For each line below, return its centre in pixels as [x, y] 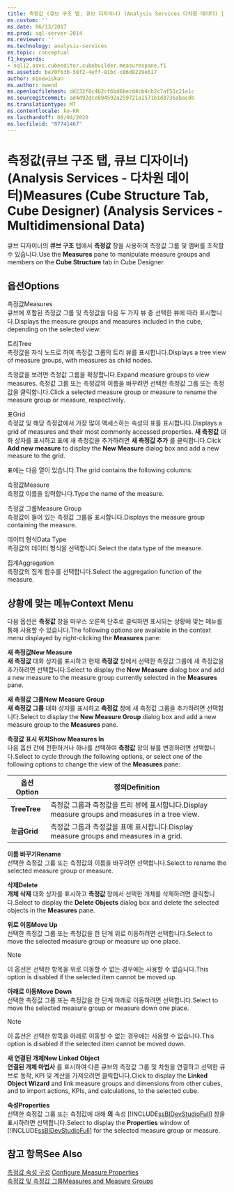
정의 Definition [137, 787]
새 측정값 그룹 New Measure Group [56, 700]
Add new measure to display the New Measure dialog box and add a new [113, 448]
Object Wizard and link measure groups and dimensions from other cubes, [115, 1084]
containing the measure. [42, 525]
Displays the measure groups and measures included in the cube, [109, 322]
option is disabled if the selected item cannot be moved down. [96, 1044]
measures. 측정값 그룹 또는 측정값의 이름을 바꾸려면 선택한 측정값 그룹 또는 [109, 384]
